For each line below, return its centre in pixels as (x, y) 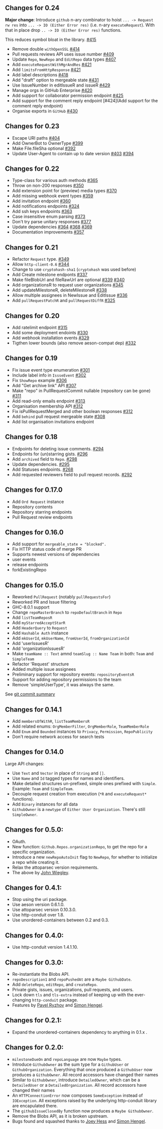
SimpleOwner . (25, 814)
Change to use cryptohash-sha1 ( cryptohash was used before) (74, 269)
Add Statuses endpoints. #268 (43, 469)
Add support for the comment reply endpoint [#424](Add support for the (85, 100)
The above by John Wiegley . (41, 872)
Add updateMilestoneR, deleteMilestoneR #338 (59, 290)
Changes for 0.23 (32, 126)
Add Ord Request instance (38, 502)
